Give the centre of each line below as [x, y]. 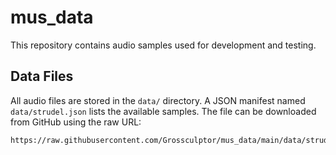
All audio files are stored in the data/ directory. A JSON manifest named [158, 100]
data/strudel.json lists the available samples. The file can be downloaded [163, 111]
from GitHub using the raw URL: [76, 122]
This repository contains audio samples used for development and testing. [163, 45]
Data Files [42, 76]
